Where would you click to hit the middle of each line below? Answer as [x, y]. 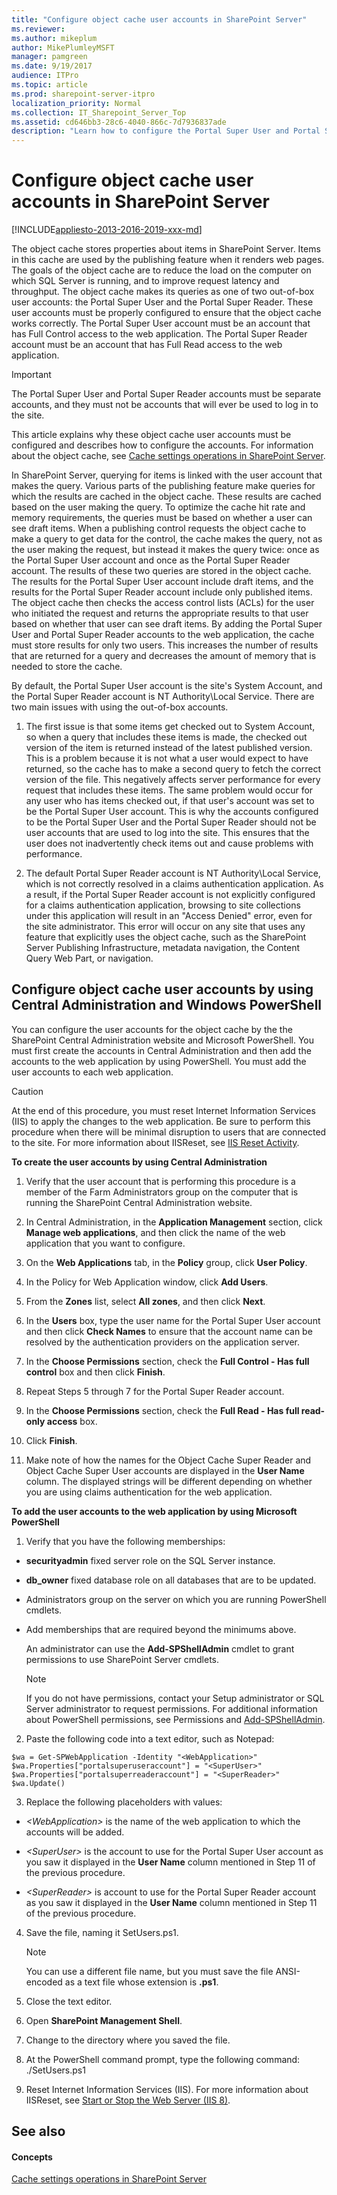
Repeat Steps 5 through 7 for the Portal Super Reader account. [155, 1391]
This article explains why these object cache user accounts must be [151, 435]
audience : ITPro [45, 76]
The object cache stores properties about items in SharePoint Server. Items [166, 249]
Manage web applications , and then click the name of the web [155, 1232]
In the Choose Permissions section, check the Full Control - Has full [167, 1361]
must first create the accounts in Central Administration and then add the [161, 1050]
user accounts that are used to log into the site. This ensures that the [167, 833]
